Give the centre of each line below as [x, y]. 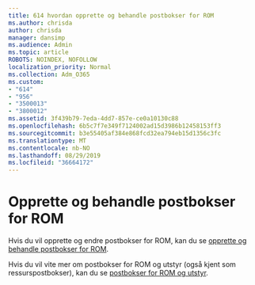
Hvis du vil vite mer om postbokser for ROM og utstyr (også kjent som [122, 264]
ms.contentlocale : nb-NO [49, 148]
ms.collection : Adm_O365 [49, 74]
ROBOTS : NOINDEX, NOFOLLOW [53, 60]
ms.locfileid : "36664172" [51, 163]
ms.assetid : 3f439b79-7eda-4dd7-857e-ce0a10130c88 [93, 119]
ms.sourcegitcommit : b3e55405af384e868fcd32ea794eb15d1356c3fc [115, 133]
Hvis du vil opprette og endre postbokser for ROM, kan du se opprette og [127, 241]
